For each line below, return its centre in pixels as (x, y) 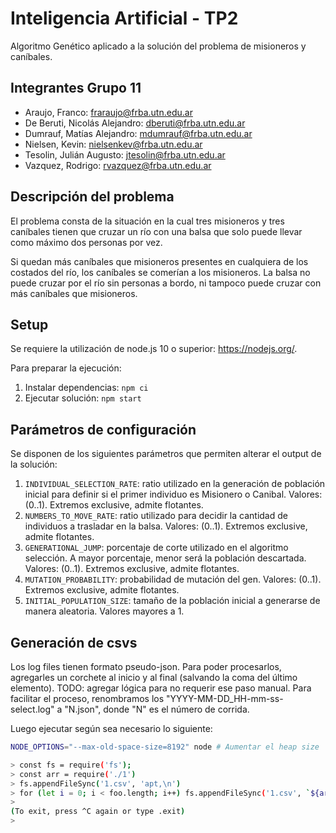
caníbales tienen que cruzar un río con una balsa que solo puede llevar (156, 231)
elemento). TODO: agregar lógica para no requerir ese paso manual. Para (161, 688)
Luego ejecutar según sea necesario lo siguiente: (111, 728)
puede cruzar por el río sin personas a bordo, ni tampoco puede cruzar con (166, 283)
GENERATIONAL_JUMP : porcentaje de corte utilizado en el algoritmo (156, 548)
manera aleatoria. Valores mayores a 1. (104, 611)
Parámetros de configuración (103, 429)
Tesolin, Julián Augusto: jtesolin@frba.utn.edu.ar (125, 154)
